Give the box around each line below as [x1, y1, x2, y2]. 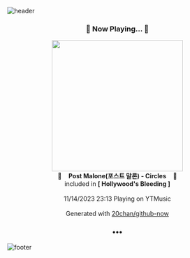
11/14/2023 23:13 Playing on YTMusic [64, 194, 171, 203]
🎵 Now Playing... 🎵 [85, 24, 149, 34]
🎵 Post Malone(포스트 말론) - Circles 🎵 [57, 172, 177, 180]
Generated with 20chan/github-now [66, 210, 169, 218]
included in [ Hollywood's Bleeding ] [64, 180, 170, 188]
